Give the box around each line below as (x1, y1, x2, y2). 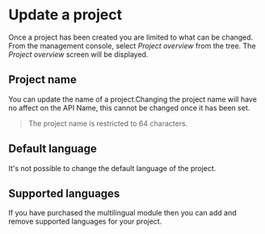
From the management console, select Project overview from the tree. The (8, 40, 256, 50)
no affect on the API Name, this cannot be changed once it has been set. (8, 102, 250, 112)
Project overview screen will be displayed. (8, 49, 149, 59)
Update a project (8, 6, 123, 24)
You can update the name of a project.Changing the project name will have (8, 94, 257, 104)
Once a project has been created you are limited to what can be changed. (8, 32, 254, 42)
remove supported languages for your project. (8, 216, 162, 227)
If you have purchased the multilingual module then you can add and (8, 208, 237, 218)
